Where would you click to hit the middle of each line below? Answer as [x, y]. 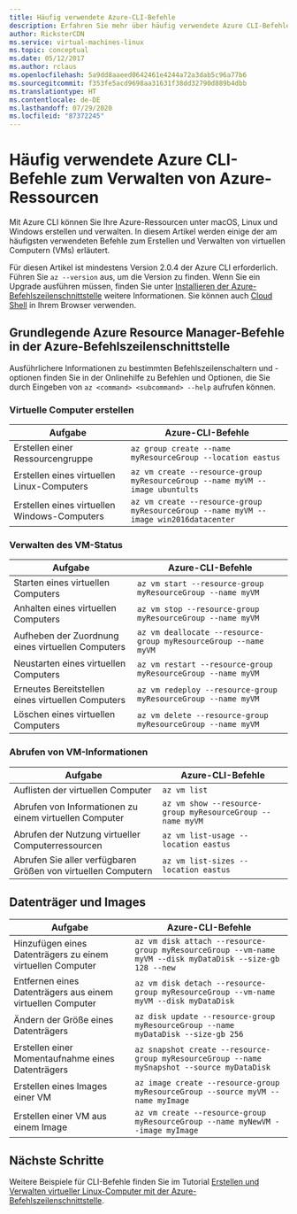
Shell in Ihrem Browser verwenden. [73, 305]
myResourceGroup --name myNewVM [203, 1121]
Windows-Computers [59, 516]
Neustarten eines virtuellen [70, 663]
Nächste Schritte [57, 1160]
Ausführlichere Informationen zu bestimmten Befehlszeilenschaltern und [141, 367]
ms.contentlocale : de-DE [55, 100]
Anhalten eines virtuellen [65, 608]
